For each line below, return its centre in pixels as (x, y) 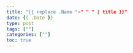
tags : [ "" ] (20, 29)
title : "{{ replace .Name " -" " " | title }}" (67, 12)
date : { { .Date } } (30, 18)
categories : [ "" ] (28, 35)
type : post (20, 23)
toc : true (19, 40)
